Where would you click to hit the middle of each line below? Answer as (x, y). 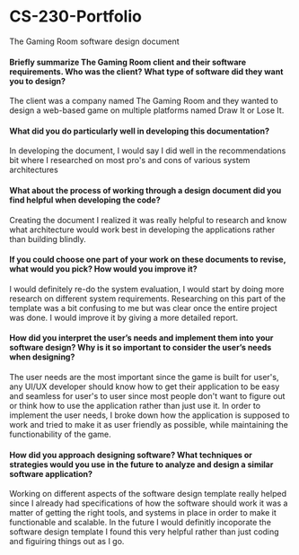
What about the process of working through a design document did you (145, 190)
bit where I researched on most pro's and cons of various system (130, 160)
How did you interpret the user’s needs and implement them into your (141, 338)
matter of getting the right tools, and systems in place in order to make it (143, 513)
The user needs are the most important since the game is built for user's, (144, 377)
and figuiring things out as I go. (67, 542)
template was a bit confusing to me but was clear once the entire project (144, 308)
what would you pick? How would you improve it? (103, 269)
